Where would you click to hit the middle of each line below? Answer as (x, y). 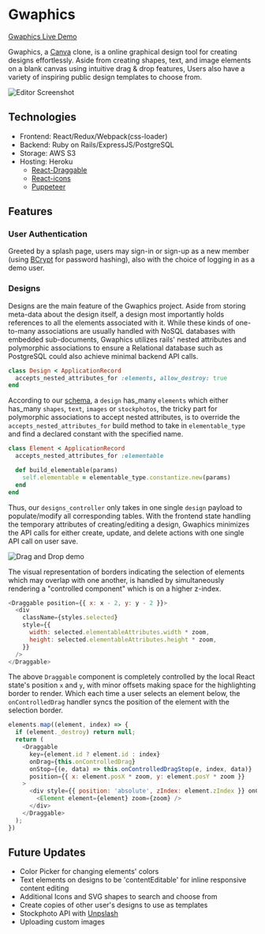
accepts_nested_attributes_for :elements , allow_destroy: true (121, 378)
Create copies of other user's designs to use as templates (114, 905)
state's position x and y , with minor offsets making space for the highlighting (132, 685)
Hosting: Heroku (46, 161)
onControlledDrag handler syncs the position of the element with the (119, 702)
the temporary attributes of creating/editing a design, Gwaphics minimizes (129, 524)
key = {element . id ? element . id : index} (94, 754)
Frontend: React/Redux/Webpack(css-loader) (93, 136)
